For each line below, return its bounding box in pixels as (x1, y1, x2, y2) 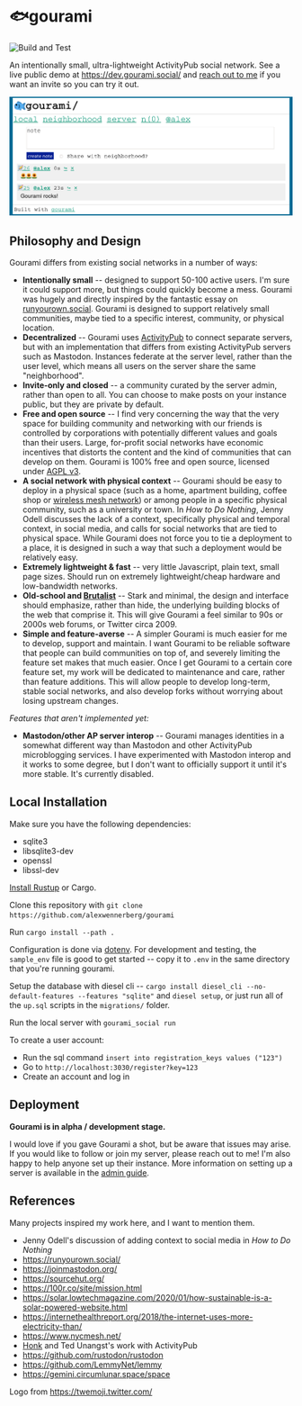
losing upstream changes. (22, 696, 119, 707)
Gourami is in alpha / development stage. (9, 1121, 166, 1131)
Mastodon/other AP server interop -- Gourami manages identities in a (22, 730, 285, 742)
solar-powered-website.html (22, 1302, 129, 1312)
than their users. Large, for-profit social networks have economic (22, 437, 263, 448)
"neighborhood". (22, 370, 84, 382)
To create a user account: (9, 1034, 105, 1045)
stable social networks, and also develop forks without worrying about (22, 686, 283, 697)
